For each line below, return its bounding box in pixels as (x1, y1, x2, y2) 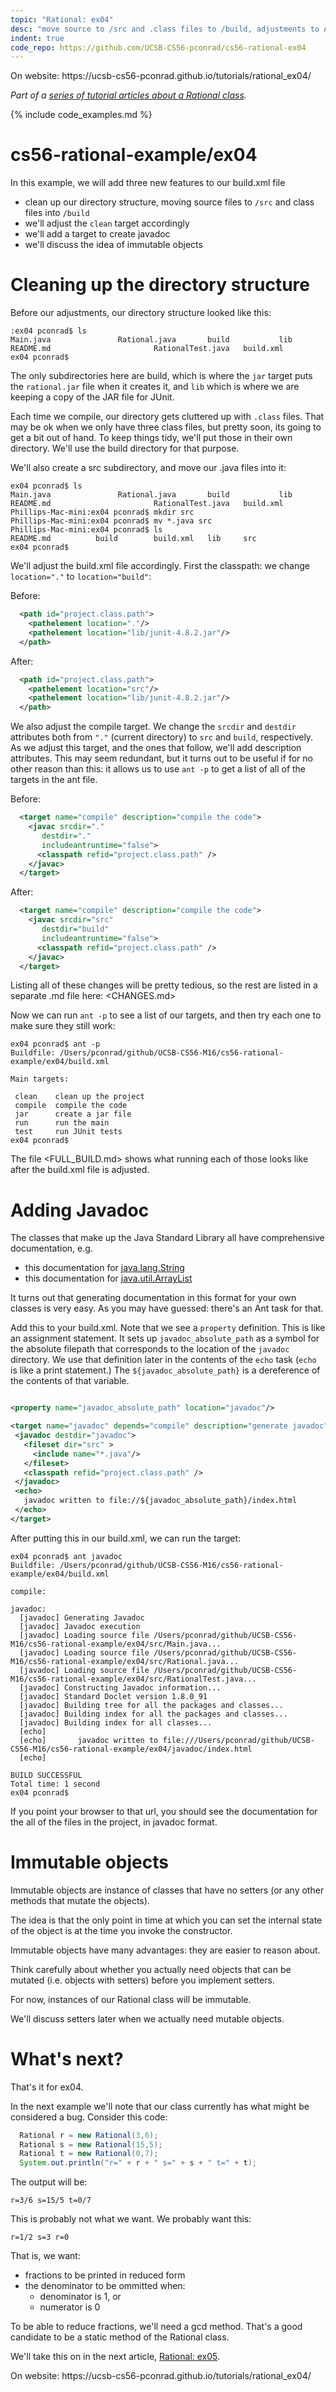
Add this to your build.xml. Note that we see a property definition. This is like (10, 1322, 326, 1334)
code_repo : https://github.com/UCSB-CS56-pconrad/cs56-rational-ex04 (10, 42, 307, 53)
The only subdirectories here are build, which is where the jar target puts (10, 370, 313, 382)
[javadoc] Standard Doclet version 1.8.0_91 (19, 1691, 208, 1701)
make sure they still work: (10, 1020, 116, 1032)
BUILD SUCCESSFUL (10, 1770, 83, 1780)
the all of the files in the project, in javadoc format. (10, 1816, 218, 1828)
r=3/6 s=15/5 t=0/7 (10, 2196, 92, 2206)
